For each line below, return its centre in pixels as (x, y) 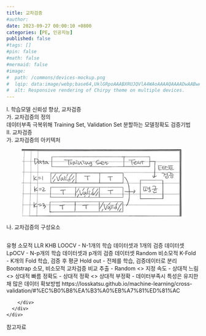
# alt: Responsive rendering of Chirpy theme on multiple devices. (96, 91)
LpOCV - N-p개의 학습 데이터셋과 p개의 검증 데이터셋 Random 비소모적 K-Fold (101, 253)
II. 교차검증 (19, 132)
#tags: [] (19, 45)
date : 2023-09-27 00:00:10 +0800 (49, 26)
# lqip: (17, 84)
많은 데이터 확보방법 (36, 283)
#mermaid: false (27, 64)
